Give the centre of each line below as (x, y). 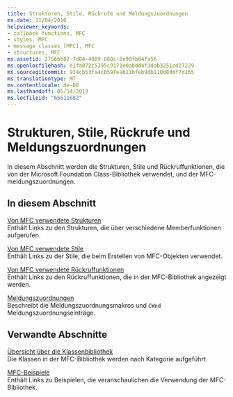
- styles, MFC (28, 40)
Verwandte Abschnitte (57, 335)
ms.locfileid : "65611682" (45, 98)
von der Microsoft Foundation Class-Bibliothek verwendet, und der (103, 174)
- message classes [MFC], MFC (51, 46)
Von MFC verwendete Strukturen (54, 220)
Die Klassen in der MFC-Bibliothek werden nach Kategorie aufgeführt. (107, 359)
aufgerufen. (24, 235)
